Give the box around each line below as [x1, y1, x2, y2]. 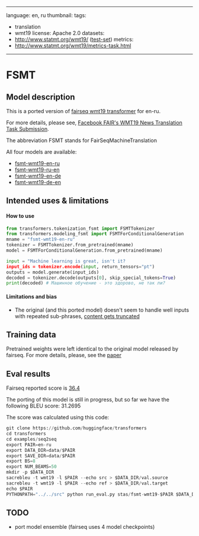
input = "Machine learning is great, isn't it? [6, 258, 126, 264]
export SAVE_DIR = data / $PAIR [6, 452, 76, 459]
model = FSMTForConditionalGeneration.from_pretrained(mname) [6, 248, 163, 253]
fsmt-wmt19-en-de [14, 172, 61, 179]
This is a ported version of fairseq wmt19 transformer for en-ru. [6, 108, 161, 114]
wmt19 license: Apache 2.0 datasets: [14, 30, 105, 36]
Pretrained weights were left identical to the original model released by [6, 345, 179, 352]
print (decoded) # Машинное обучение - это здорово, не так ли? [6, 280, 166, 286]
